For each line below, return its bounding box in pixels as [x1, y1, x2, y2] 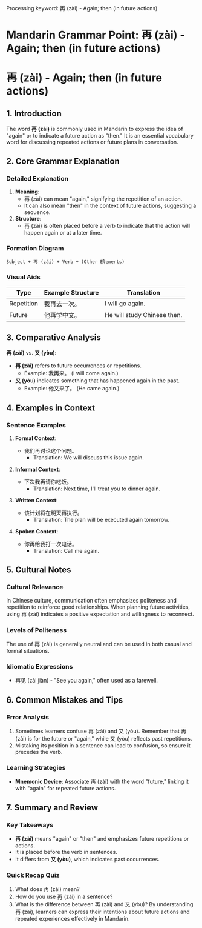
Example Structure [44, 289, 99, 297]
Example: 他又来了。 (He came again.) [24, 385, 120, 392]
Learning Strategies [6, 763, 66, 772]
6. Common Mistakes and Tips [6, 695, 123, 705]
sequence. [24, 208, 51, 216]
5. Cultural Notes [6, 565, 71, 575]
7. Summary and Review [6, 802, 99, 813]
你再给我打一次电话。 [24, 540, 77, 547]
